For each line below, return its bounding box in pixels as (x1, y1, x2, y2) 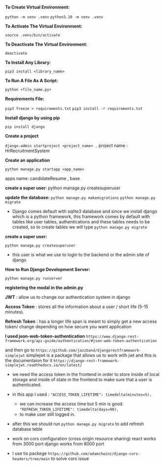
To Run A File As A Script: (5, 78, 58, 83)
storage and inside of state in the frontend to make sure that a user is (12, 376, 152, 382)
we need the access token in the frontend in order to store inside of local (12, 372, 160, 377)
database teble (12, 426, 43, 432)
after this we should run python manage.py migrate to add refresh (12, 421, 144, 427)
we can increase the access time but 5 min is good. (19, 401, 124, 406)
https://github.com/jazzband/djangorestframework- (35, 348, 141, 353)
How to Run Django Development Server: (5, 267, 90, 272)
